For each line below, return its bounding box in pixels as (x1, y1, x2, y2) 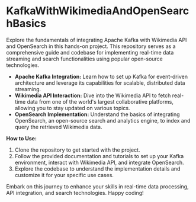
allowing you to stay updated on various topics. (14, 104, 130, 111)
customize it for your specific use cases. (14, 171, 114, 178)
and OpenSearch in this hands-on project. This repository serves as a (6, 43, 176, 50)
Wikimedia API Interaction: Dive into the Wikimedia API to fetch (14, 92, 171, 99)
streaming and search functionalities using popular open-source (6, 55, 163, 62)
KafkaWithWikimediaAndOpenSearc (6, 4, 189, 18)
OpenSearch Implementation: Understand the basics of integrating (14, 111, 180, 118)
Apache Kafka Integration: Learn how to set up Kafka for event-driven (14, 73, 188, 80)
